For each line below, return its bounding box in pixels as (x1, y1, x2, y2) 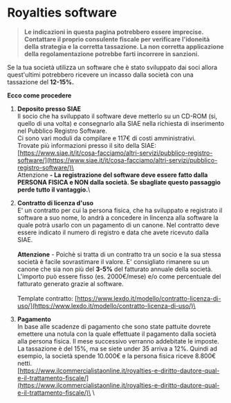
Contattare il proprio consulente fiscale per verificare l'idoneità (24, 35, 210, 43)
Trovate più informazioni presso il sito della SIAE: (17, 141, 157, 149)
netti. (17, 359, 33, 367)
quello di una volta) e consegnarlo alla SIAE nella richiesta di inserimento (17, 119, 225, 127)
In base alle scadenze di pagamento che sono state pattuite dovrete (17, 322, 211, 330)
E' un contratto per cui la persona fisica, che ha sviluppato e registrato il (17, 206, 223, 214)
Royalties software (7, 5, 118, 21)
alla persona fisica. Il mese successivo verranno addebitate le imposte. (17, 337, 219, 345)
